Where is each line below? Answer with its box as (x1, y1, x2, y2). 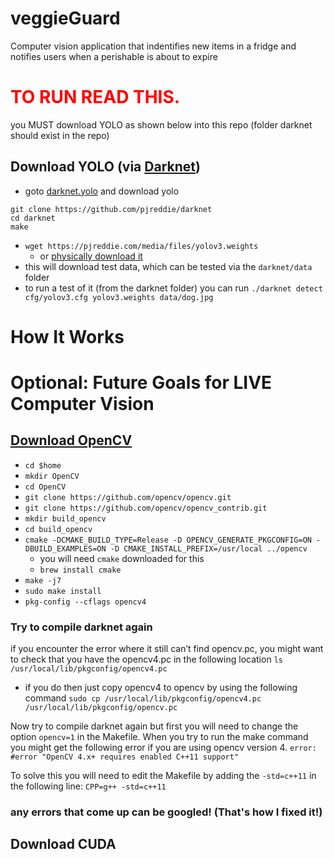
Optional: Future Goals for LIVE (10, 372, 273, 394)
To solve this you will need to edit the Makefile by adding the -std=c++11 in (10, 770, 317, 782)
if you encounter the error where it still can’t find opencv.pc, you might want (10, 643, 324, 655)
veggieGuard (10, 7, 121, 30)
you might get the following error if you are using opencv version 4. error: (10, 742, 317, 754)
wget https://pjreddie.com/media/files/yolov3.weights (24, 241, 259, 251)
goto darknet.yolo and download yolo (24, 185, 180, 197)
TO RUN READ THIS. (10, 86, 181, 109)
